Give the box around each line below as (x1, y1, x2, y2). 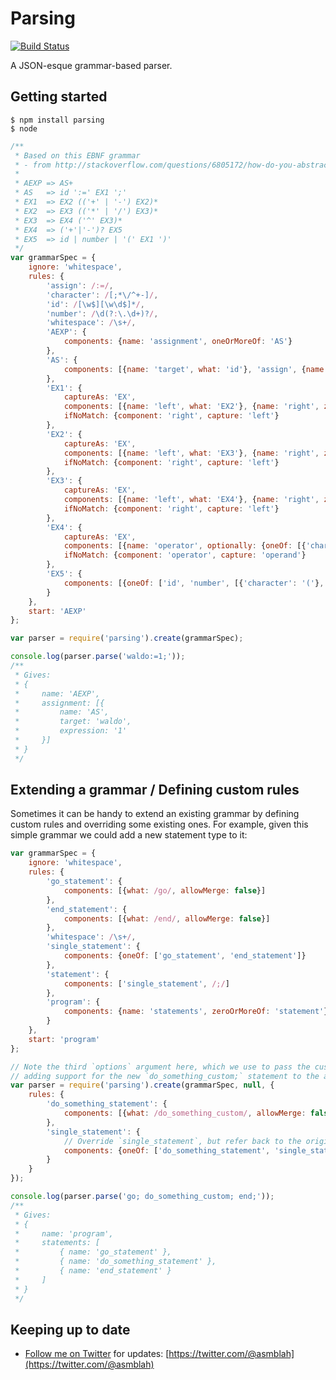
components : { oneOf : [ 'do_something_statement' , (63, 1145, 271, 1156)
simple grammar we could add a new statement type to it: (10, 829, 248, 841)
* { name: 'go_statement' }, (14, 1247, 172, 1257)
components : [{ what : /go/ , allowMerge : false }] (63, 885, 267, 896)
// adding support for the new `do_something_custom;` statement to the (10, 1071, 320, 1081)
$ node (10, 123, 38, 134)
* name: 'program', (14, 1228, 114, 1239)
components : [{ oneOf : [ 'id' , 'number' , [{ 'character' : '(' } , (63, 578, 325, 588)
